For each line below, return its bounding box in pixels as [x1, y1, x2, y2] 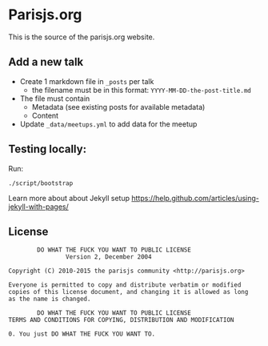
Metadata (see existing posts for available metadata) [31, 102, 206, 111]
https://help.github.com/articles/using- [131, 193, 260, 203]
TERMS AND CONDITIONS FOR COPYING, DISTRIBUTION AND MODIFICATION [8, 316, 234, 324]
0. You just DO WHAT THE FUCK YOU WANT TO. [8, 330, 156, 338]
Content [31, 111, 58, 120]
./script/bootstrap [8, 179, 74, 187]
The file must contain [19, 94, 90, 103]
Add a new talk [8, 55, 84, 69]
